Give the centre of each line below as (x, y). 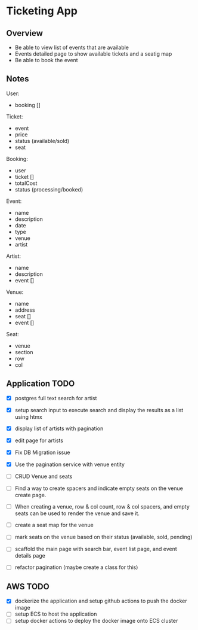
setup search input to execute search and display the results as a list (99, 410)
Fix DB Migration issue (42, 452)
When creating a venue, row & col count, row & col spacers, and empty (102, 507)
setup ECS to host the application (56, 614)
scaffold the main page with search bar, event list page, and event (96, 549)
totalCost (26, 183)
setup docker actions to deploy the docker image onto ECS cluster (96, 621)
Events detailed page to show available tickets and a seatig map (93, 54)
